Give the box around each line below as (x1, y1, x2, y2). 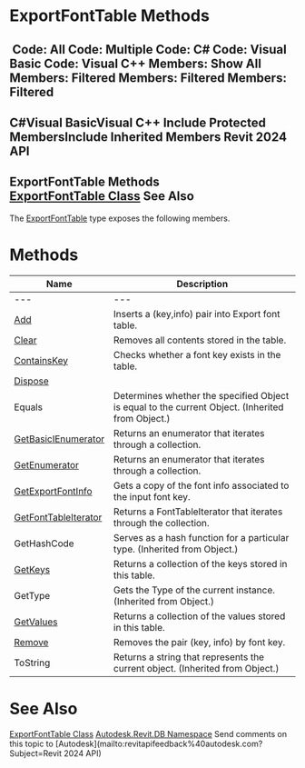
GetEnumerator (14, 458, 80, 471)
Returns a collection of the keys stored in (113, 557, 288, 570)
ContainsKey (14, 354, 68, 366)
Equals (14, 401, 44, 414)
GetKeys (14, 563, 51, 575)
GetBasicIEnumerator (14, 433, 105, 445)
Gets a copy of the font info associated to (113, 479, 290, 492)
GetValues (14, 615, 58, 628)
